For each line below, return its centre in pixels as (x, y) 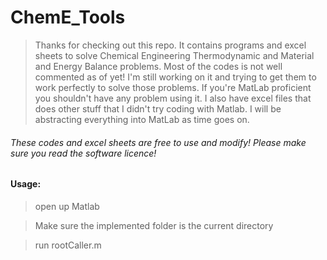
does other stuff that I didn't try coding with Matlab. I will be (158, 108)
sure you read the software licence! (83, 153)
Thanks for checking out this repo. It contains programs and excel (170, 45)
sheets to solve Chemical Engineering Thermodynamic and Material (174, 55)
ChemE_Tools (68, 17)
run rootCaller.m (68, 245)
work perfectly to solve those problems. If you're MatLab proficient (173, 87)
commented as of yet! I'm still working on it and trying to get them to (175, 77)
